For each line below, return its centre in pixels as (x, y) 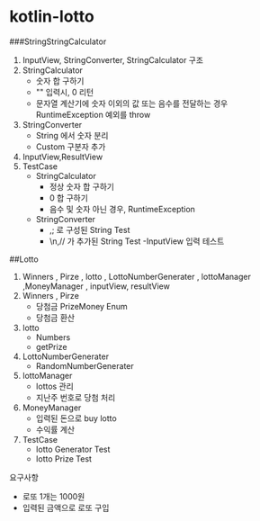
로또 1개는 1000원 (54, 496)
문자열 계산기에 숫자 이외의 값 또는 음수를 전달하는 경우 (132, 103)
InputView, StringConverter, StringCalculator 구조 (113, 59)
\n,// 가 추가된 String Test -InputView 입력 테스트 (137, 241)
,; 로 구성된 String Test (90, 229)
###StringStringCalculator (58, 41)
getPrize (51, 346)
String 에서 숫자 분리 (72, 135)
